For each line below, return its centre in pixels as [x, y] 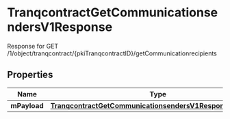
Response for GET [33, 46]
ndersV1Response [60, 27]
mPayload [27, 105]
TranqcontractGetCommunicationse [112, 13]
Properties [30, 75]
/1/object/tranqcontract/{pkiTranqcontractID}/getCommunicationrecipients [112, 53]
